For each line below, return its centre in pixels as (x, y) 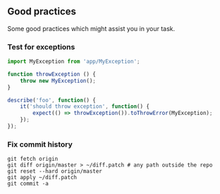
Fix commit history (40, 144)
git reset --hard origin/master (55, 171)
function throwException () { (52, 74)
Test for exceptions (41, 47)
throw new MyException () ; (58, 80)
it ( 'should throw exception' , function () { (85, 107)
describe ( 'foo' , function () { (52, 100)
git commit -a (28, 184)
